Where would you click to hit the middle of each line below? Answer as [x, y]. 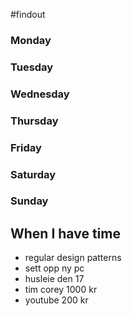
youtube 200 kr [56, 300]
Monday [31, 40]
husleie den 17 [54, 279]
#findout [28, 14]
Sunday [29, 201]
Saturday [33, 174]
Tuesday [32, 67]
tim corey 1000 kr [61, 290]
